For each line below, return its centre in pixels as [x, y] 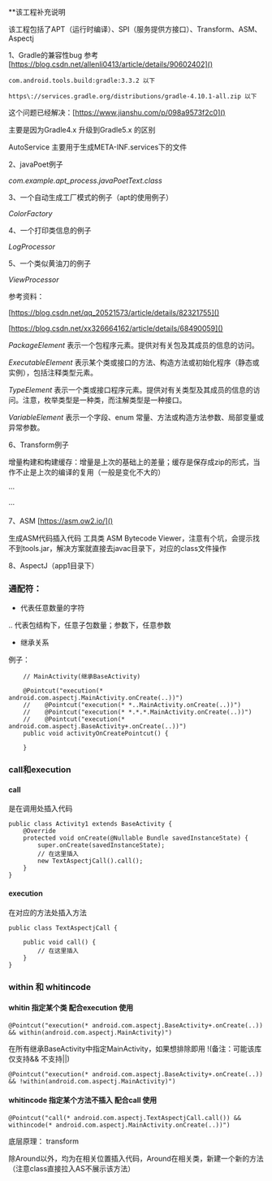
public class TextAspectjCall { [63, 928]
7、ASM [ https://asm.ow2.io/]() [61, 521]
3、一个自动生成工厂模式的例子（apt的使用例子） [91, 197]
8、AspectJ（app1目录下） [54, 566]
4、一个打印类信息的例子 [50, 230]
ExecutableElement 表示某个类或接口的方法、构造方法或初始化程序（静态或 [134, 363]
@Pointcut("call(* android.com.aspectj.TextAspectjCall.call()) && [125, 1118]
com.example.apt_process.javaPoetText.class [85, 180]
